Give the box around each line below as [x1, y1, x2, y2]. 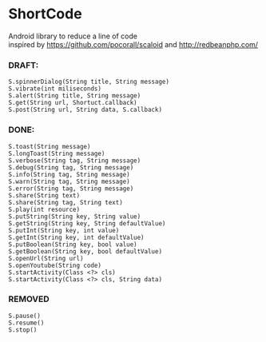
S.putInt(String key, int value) [8, 226, 120, 234]
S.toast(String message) [8, 142, 91, 150]
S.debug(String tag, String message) [8, 163, 134, 172]
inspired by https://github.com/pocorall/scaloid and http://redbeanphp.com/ [8, 39, 258, 49]
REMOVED [8, 293, 50, 304]
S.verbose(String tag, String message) [8, 157, 141, 165]
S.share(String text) [8, 191, 81, 200]
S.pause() [8, 312, 42, 320]
